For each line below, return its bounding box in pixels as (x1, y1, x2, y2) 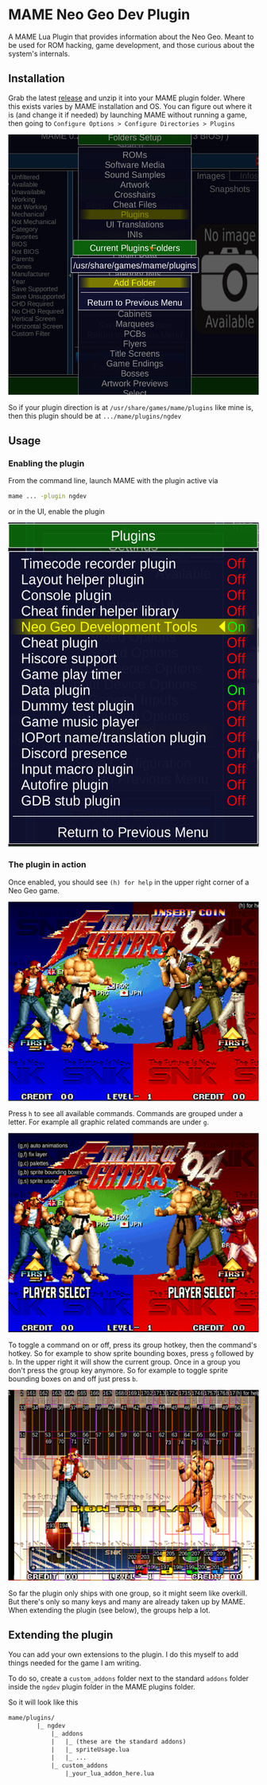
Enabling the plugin (8, 458, 85, 469)
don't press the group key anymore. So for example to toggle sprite (8, 1365, 228, 1375)
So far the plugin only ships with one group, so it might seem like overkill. (8, 1588, 248, 1598)
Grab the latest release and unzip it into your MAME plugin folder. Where (8, 93, 246, 103)
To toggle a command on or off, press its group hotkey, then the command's (8, 1340, 257, 1349)
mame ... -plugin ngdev (8, 492, 87, 501)
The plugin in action (8, 859, 87, 870)
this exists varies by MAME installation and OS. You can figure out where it (8, 101, 253, 111)
